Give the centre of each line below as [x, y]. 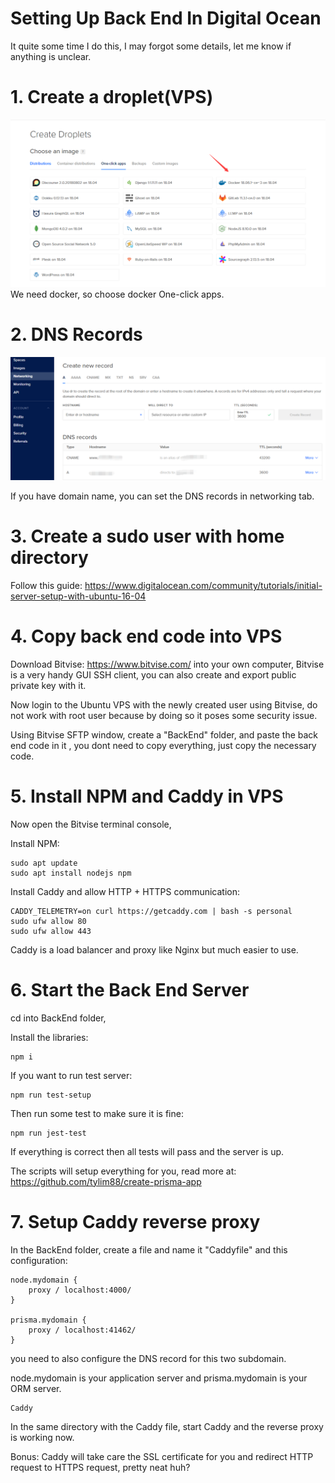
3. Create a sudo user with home [147, 536]
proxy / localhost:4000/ [80, 1290]
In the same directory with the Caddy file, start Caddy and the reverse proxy [167, 1426]
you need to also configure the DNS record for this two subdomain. [148, 1358]
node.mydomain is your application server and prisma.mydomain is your [159, 1378]
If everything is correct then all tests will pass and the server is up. [147, 1151]
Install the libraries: [49, 1037]
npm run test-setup [51, 1095]
